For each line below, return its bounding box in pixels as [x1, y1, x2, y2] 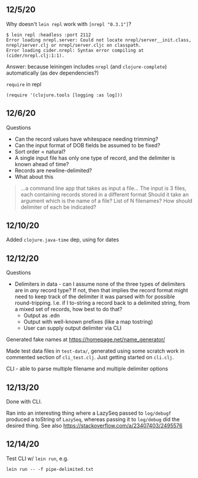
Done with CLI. [6, 398, 43, 405]
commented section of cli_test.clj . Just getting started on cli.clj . [6, 354, 174, 361]
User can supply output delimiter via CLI [23, 325, 122, 332]
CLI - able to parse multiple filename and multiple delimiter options [6, 365, 168, 372]
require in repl [6, 80, 41, 88]
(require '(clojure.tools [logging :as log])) [6, 92, 123, 98]
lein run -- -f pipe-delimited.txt [6, 466, 94, 472]
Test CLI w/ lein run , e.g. [6, 455, 69, 462]
